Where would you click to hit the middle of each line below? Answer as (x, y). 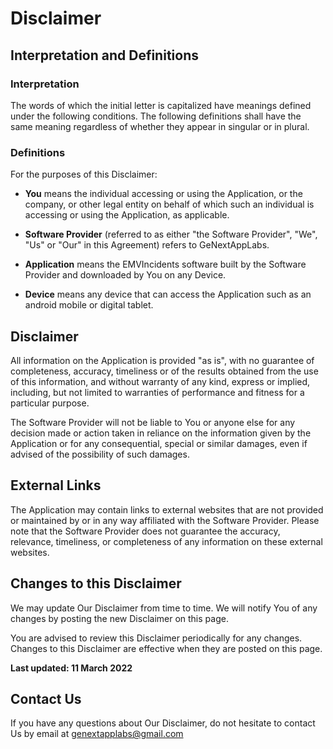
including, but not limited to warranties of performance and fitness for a (157, 392)
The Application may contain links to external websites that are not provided (167, 509)
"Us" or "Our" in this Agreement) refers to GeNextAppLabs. (147, 245)
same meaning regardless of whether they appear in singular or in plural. (160, 126)
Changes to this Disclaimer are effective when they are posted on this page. (166, 648)
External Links (56, 485)
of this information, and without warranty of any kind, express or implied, (160, 381)
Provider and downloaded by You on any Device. (125, 275)
